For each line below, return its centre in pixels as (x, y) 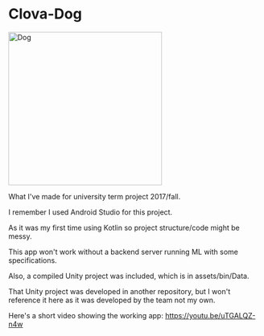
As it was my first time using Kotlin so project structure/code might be (124, 227)
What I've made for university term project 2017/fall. (95, 196)
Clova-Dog (45, 14)
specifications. (33, 260)
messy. (20, 236)
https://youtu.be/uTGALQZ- (210, 315)
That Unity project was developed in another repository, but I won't (120, 291)
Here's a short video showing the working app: (86, 315)
